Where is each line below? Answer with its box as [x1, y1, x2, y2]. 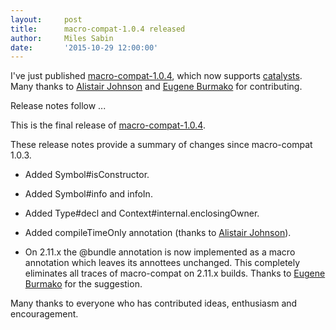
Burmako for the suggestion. [24, 278, 143, 290]
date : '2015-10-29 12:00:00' [10, 42, 159, 53]
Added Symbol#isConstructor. [24, 169, 150, 181]
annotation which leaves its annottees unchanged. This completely [24, 257, 301, 269]
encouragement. [10, 308, 79, 320]
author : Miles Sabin [10, 33, 114, 43]
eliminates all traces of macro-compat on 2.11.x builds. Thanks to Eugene [24, 267, 326, 280]
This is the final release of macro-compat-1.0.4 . [10, 119, 206, 131]
